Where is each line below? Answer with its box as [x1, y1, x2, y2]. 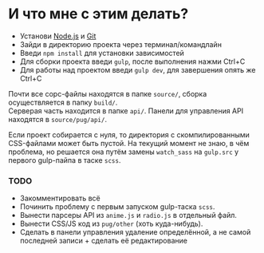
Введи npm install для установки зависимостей [19, 48, 185, 57]
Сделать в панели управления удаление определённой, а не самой [19, 227, 251, 237]
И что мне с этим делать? [8, 5, 189, 23]
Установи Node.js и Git [19, 31, 97, 41]
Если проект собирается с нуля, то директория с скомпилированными [8, 129, 250, 140]
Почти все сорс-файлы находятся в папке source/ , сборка [8, 89, 207, 98]
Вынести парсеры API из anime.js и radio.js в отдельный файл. [19, 211, 238, 220]
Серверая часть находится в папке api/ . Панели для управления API [8, 105, 244, 116]
